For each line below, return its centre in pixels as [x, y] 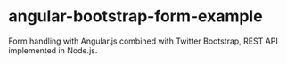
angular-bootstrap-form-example [136, 16]
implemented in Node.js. [53, 50]
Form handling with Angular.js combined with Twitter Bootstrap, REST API [143, 41]
